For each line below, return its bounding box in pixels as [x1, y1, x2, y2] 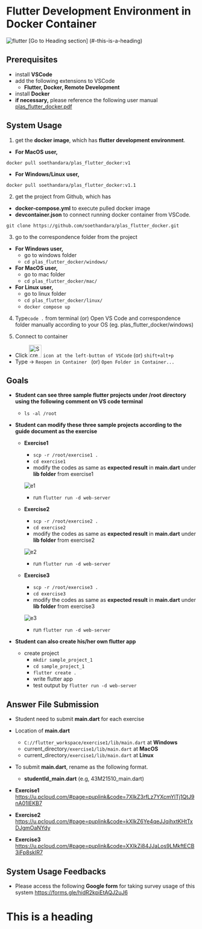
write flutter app [33, 676, 74, 683]
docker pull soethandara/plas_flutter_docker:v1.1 [6, 182, 136, 188]
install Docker [14, 90, 50, 97]
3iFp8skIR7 [14, 849, 43, 856]
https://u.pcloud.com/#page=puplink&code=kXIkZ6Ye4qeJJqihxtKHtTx [14, 818, 193, 825]
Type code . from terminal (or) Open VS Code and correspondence [14, 315, 181, 322]
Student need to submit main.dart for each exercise [14, 715, 145, 723]
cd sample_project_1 [33, 663, 85, 670]
